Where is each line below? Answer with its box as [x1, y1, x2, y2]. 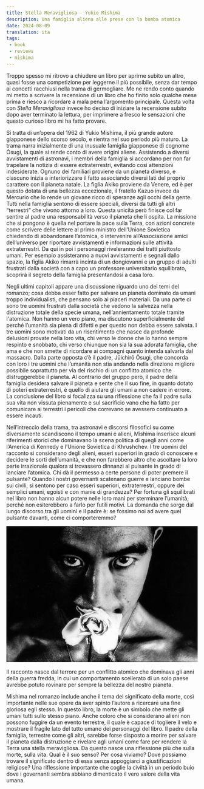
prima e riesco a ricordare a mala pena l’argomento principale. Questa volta [6, 98, 195, 105]
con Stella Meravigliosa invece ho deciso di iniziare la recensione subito [6, 104, 187, 112]
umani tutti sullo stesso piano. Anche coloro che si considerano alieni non [6, 712, 190, 719]
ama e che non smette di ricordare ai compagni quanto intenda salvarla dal [6, 347, 194, 355]
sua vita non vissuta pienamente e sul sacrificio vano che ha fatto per [6, 398, 180, 406]
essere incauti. [6, 412, 44, 419]
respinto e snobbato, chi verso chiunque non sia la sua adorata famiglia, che [6, 341, 197, 348]
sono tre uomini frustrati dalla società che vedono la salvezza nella [6, 302, 173, 309]
